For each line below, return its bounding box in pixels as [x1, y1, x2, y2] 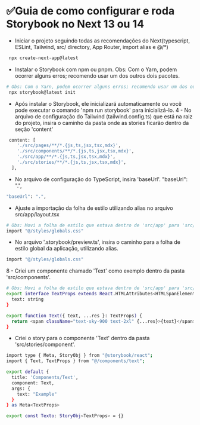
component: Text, [11, 380, 55, 386]
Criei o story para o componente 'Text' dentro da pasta [14, 335, 150, 342]
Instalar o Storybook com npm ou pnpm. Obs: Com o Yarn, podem [14, 66, 177, 73]
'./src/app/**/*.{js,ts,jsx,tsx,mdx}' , [17, 154, 116, 160]
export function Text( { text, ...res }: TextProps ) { [6, 313, 143, 319]
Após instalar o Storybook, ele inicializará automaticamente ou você [14, 100, 182, 107]
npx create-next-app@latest [8, 55, 79, 61]
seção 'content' [14, 126, 54, 133]
